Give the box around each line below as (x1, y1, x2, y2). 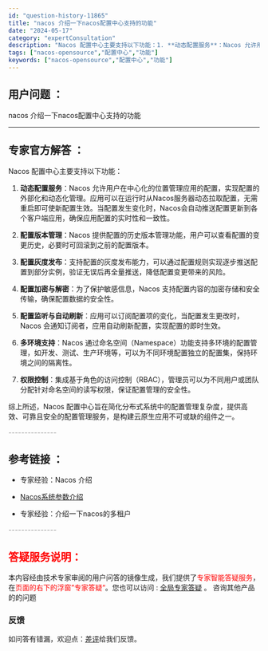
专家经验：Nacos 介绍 (19, 475, 93, 485)
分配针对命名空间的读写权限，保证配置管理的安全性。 (19, 385, 195, 394)
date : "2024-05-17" (8, 26, 73, 34)
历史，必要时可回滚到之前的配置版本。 (26, 240, 153, 250)
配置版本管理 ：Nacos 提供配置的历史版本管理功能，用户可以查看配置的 (19, 230, 253, 239)
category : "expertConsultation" (8, 34, 116, 42)
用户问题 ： (8, 88, 64, 101)
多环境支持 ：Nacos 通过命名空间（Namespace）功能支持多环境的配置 (19, 337, 250, 347)
